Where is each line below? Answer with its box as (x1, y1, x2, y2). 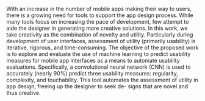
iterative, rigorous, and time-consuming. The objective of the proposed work (6, 44, 199, 51)
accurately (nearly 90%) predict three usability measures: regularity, (6, 70, 178, 77)
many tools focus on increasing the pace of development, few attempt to (6, 18, 189, 25)
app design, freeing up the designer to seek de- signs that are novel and (6, 83, 189, 90)
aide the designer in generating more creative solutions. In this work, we (6, 24, 188, 32)
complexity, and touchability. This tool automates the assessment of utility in (6, 76, 198, 83)
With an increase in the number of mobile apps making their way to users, (6, 5, 192, 12)
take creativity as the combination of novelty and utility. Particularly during (6, 31, 193, 38)
